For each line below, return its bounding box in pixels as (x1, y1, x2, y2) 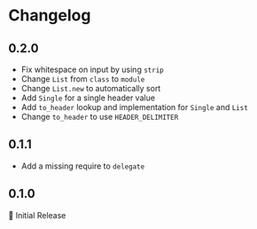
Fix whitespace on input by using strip (20, 64, 165, 75)
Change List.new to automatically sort (20, 83, 161, 93)
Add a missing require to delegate (20, 161, 145, 171)
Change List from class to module (20, 74, 145, 84)
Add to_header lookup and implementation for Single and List (20, 102, 249, 112)
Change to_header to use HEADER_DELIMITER (20, 112, 179, 122)
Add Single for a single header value (20, 92, 156, 103)
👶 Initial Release (8, 209, 66, 220)
